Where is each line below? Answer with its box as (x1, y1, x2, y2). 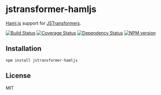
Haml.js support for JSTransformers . (6, 20, 81, 26)
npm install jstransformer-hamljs (6, 58, 78, 63)
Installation (6, 44, 42, 53)
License (6, 71, 31, 80)
